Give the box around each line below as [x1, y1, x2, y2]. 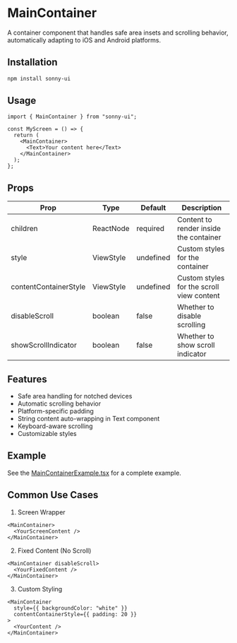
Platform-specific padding [17, 407, 94, 415]
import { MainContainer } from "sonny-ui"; [7, 113, 138, 121]
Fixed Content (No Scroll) [17, 546, 92, 555]
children [11, 224, 38, 234]
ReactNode [92, 224, 130, 234]
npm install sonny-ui [7, 75, 71, 82]
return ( [13, 132, 39, 139]
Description [181, 203, 222, 213]
